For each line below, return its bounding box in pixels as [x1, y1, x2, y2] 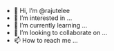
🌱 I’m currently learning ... [13, 21, 88, 29]
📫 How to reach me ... [13, 37, 78, 44]
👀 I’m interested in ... [13, 14, 73, 22]
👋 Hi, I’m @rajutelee [13, 7, 70, 14]
